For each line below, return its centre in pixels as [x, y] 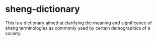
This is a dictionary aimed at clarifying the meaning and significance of [79, 23]
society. [13, 33]
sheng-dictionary [43, 9]
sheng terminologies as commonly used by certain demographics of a [78, 28]
